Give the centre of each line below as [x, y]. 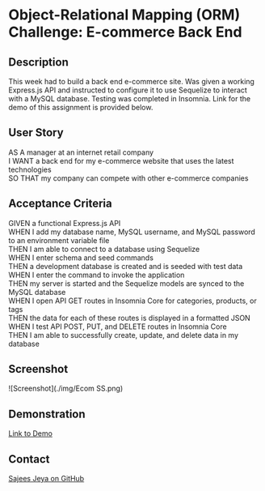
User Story [36, 132]
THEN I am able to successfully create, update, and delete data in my [124, 335]
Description [38, 62]
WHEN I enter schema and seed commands [81, 258]
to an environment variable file [59, 240]
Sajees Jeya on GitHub [46, 479]
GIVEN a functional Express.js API [65, 223]
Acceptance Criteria [60, 204]
